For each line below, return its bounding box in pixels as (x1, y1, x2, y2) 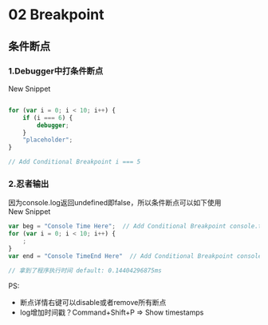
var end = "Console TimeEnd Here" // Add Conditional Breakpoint (8, 252, 234, 260)
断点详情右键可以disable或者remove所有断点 (19, 297, 167, 307)
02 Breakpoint (8, 6, 104, 24)
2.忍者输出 (8, 178, 49, 189)
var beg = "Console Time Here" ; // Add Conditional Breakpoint (8, 222, 227, 231)
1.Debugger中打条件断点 (8, 65, 104, 77)
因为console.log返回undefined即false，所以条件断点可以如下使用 (8, 198, 222, 208)
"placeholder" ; (22, 136, 73, 145)
